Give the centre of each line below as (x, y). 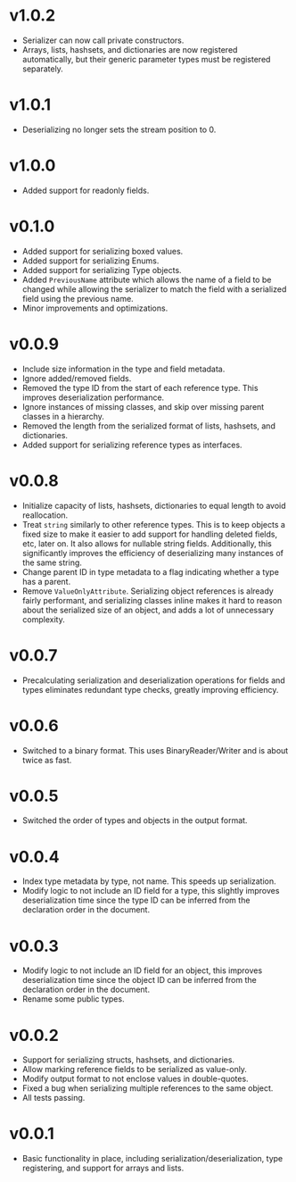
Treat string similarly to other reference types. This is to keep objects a (153, 524)
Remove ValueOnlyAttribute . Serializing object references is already (148, 591)
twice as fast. (47, 760)
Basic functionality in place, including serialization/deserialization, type (152, 1159)
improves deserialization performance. (93, 397)
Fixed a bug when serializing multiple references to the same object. (148, 1088)
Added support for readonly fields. (86, 190)
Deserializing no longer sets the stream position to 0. (119, 129)
